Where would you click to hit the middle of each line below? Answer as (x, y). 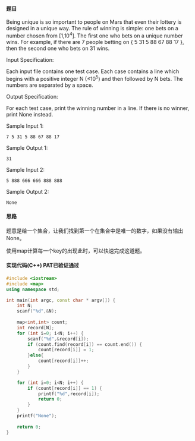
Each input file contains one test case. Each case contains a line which (93, 71)
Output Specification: (32, 96)
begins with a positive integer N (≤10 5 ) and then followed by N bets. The (95, 78)
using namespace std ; (33, 289)
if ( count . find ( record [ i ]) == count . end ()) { (85, 344)
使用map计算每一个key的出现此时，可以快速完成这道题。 (76, 251)
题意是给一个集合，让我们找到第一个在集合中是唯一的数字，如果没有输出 (95, 231)
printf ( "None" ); (37, 416)
